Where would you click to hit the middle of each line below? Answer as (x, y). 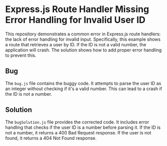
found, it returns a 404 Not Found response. (51, 138)
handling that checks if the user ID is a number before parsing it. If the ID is (83, 127)
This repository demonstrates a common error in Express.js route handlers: (83, 34)
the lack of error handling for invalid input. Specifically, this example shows (83, 39)
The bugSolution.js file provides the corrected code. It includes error (77, 122)
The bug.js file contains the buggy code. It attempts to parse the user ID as (83, 83)
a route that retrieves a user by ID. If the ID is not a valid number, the (76, 44)
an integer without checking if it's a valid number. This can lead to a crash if (84, 89)
